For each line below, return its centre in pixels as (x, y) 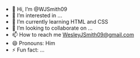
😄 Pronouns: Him (33, 43)
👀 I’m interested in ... (37, 15)
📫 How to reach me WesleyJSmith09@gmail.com (73, 35)
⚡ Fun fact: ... (28, 50)
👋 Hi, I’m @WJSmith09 (39, 9)
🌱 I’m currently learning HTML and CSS (60, 22)
